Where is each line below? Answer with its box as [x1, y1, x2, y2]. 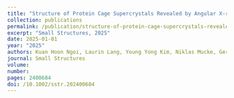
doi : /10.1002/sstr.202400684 [7, 81, 95, 88]
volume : [7, 61, 30, 68]
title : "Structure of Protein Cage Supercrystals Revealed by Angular [7, 10, 217, 17]
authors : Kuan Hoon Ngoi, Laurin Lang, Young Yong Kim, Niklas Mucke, [7, 49, 217, 56]
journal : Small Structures [7, 55, 86, 62]
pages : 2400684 [7, 74, 52, 81]
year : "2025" [7, 42, 45, 49]
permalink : [7, 23, 39, 30]
